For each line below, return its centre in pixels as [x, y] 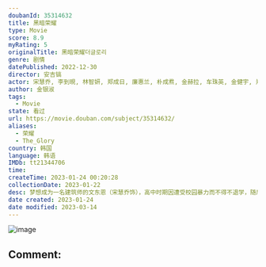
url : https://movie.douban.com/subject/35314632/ [92, 119]
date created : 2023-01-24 [51, 200]
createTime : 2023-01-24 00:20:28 [63, 178]
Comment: [35, 254]
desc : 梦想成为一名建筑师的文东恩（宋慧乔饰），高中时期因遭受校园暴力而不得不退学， [129, 192]
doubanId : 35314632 [40, 15]
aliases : [23, 126]
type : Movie [28, 30]
